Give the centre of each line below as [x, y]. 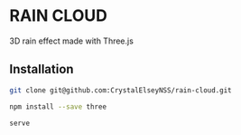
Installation [42, 69]
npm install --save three [58, 106]
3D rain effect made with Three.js [71, 41]
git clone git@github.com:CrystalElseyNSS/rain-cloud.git [120, 90]
